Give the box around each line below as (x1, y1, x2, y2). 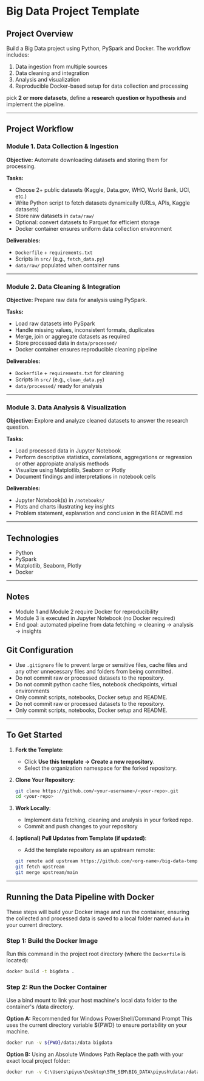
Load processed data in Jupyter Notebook (15, 447, 121, 454)
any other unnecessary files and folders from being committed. (15, 667, 174, 675)
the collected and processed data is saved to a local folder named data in (6, 915, 190, 922)
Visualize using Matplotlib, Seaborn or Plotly (15, 467, 126, 474)
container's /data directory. (6, 1003, 75, 1010)
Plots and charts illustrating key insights (15, 503, 115, 510)
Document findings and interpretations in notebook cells (15, 473, 156, 481)
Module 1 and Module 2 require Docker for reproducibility (15, 608, 159, 615)
